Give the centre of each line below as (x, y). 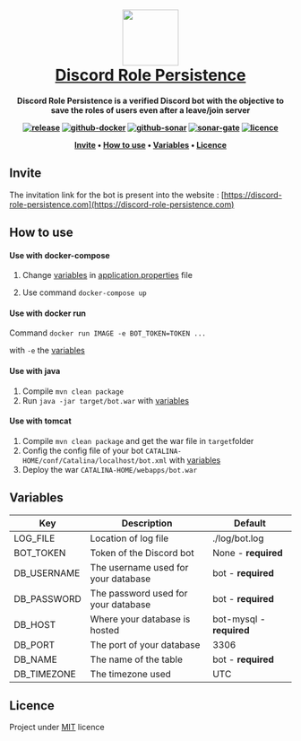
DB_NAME (36, 659)
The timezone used (131, 674)
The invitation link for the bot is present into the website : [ (117, 195)
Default (250, 523)
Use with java (35, 370)
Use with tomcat (40, 421)
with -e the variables (47, 351)
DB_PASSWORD (48, 598)
